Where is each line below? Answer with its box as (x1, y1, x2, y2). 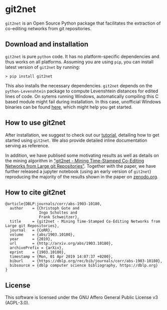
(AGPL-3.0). (5, 300, 30, 306)
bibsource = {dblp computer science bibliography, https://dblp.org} (10, 263, 158, 268)
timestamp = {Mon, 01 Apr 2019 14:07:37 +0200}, (10, 254, 113, 259)
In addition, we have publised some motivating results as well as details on (5, 152, 159, 158)
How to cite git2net (5, 188, 66, 196)
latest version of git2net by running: (5, 64, 80, 70)
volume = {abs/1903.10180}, (10, 232, 75, 237)
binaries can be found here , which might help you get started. (5, 104, 133, 110)
